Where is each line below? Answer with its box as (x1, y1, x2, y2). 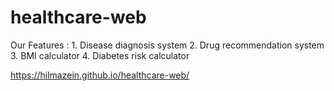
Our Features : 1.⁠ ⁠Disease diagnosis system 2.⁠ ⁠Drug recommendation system (10, 39, 325, 51)
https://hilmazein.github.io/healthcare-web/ (10, 69, 190, 81)
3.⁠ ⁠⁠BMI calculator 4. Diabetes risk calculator (10, 49, 190, 61)
